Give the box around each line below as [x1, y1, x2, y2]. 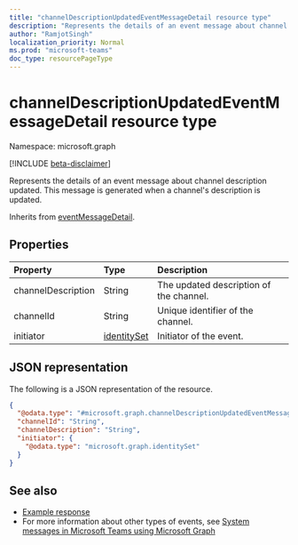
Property [13, 263, 52, 276]
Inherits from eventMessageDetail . [9, 211, 136, 222]
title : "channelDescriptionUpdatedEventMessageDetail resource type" [9, 12, 272, 22]
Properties [9, 237, 69, 252]
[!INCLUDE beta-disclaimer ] [9, 157, 111, 169]
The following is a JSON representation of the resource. [9, 383, 213, 394]
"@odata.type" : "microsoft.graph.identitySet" [25, 442, 200, 451]
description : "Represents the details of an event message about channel [9, 21, 288, 30]
